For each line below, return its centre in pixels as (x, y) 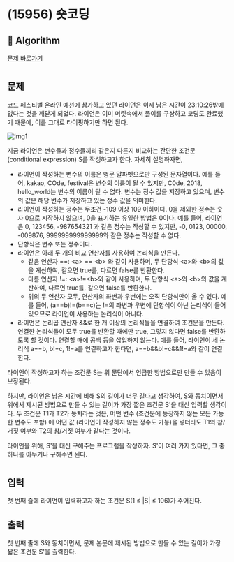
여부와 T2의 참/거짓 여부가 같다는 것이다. (75, 431)
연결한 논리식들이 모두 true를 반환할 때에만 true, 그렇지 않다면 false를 (112, 331)
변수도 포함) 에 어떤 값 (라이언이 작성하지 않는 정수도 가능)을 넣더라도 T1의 (115, 422)
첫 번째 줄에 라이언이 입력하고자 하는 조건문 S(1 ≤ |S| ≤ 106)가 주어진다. (105, 501)
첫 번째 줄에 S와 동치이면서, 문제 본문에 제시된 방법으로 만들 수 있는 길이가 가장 (114, 543)
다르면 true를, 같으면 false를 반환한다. (100, 288)
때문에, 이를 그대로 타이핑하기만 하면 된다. (71, 122)
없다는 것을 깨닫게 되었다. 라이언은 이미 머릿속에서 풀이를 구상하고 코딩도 (106, 113)
